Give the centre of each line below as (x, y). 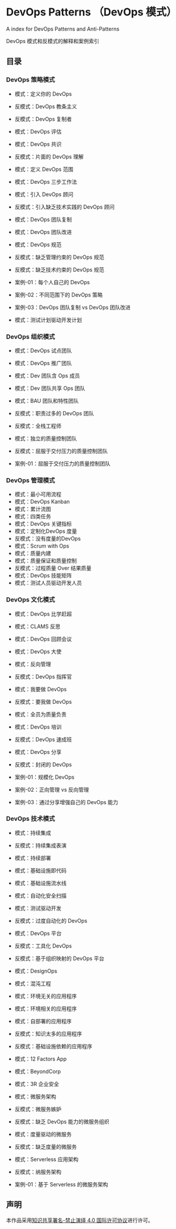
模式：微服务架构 (35, 1096)
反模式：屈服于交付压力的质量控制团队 (61, 451)
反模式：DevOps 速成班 (43, 739)
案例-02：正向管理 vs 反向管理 (52, 789)
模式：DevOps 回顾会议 (43, 639)
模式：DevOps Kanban (42, 502)
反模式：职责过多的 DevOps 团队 (54, 413)
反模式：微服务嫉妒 (38, 1109)
